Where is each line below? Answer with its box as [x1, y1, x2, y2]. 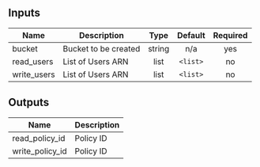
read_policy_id [12, 132, 66, 143]
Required [213, 29, 248, 40]
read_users [12, 55, 54, 66]
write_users [12, 69, 55, 80]
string [147, 43, 170, 54]
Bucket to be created [62, 43, 141, 54]
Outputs [8, 96, 50, 109]
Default [176, 29, 205, 40]
